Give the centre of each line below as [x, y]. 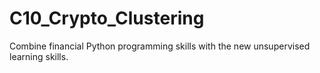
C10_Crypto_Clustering [107, 18]
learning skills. [39, 56]
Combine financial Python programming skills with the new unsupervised [160, 46]
